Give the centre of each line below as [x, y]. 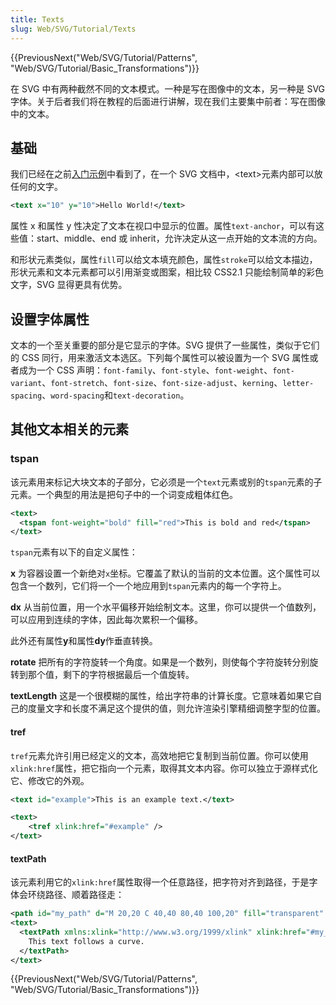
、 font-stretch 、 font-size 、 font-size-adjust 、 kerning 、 [162, 382]
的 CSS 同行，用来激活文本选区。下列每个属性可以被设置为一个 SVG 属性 [160, 357]
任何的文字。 [36, 187]
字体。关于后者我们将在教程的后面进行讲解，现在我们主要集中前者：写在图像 [168, 101]
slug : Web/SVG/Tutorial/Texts [73, 29]
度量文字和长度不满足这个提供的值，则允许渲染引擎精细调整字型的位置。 [176, 708]
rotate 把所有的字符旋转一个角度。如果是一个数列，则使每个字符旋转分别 [160, 662]
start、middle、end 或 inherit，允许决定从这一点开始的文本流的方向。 [179, 238]
